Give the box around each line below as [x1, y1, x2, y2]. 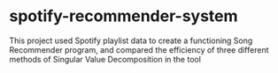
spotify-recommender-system [9, 6, 238, 26]
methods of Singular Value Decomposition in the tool [9, 54, 202, 64]
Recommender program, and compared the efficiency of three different [9, 44, 269, 55]
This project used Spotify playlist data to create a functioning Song [9, 35, 253, 46]
